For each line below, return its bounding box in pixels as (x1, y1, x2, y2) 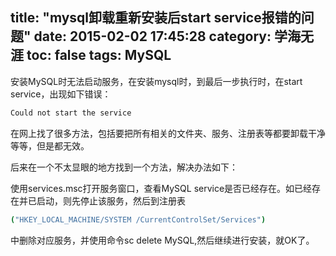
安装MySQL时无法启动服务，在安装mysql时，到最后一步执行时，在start (10, 75, 303, 87)
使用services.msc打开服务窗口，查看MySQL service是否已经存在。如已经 (10, 182, 313, 194)
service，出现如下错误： (10, 88, 112, 100)
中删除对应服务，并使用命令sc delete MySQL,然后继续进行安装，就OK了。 (10, 234, 315, 246)
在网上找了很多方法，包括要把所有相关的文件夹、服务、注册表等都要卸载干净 (10, 127, 326, 139)
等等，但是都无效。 (10, 139, 90, 152)
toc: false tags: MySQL (26, 47, 172, 64)
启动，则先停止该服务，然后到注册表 (36, 194, 186, 207)
